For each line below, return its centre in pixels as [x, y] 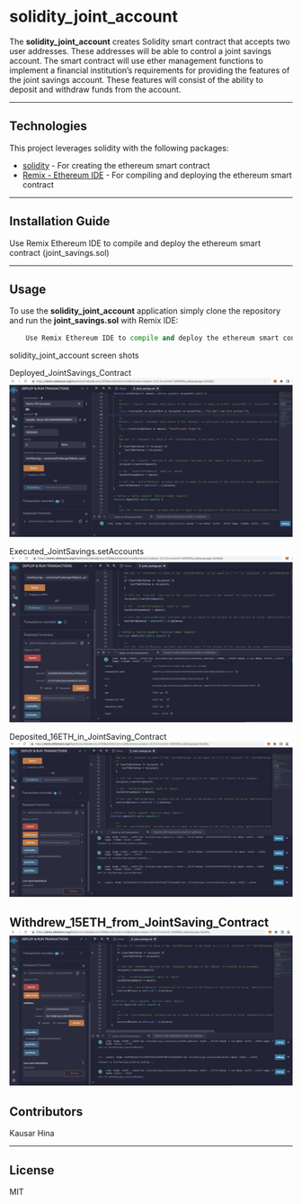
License [32, 1170]
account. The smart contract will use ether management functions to [136, 60]
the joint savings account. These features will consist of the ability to [136, 79]
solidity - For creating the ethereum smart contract [116, 165]
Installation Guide [60, 221]
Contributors [46, 1112]
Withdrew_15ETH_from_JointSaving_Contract [139, 922]
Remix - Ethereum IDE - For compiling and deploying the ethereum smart [157, 175]
